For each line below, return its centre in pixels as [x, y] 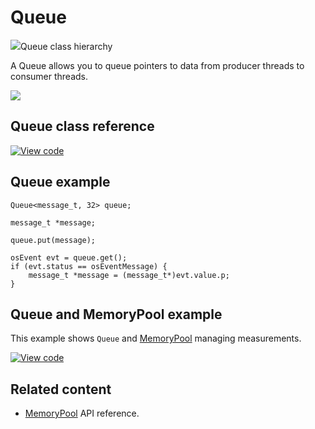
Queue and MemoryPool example [116, 314]
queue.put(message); [53, 240]
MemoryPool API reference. [82, 413]
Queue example [60, 182]
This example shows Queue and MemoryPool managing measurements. [156, 338]
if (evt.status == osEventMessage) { [89, 266]
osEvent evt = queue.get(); [69, 257]
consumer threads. [49, 76]
